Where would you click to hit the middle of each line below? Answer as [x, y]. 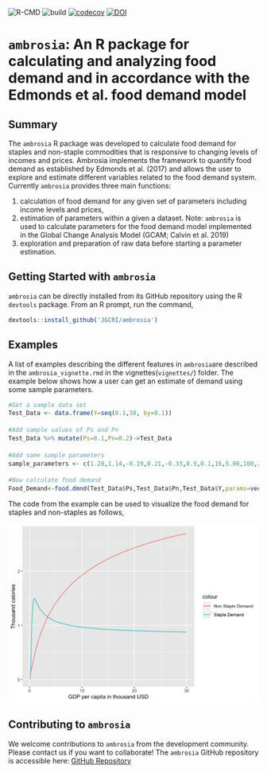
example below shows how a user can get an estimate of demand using [126, 381]
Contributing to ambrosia [70, 725]
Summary [33, 124]
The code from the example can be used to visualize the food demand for [129, 504]
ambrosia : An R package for [99, 45]
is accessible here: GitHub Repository [70, 760]
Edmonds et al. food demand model [127, 95]
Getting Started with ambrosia [82, 277]
